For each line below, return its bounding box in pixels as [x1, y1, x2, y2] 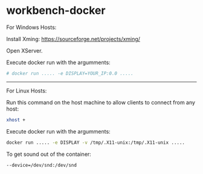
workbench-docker [6, 4, 106, 18]
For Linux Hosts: [6, 87, 47, 94]
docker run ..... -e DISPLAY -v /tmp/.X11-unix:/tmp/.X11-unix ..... [6, 140, 185, 146]
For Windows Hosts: [6, 24, 57, 31]
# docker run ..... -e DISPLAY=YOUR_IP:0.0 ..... [6, 70, 134, 76]
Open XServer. [6, 47, 43, 54]
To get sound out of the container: [6, 150, 92, 158]
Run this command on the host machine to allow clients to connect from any [6, 98, 195, 106]
